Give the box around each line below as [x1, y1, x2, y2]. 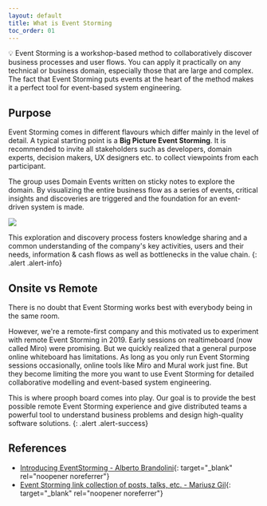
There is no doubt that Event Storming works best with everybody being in [8, 303, 253, 312]
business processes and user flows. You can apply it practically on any [8, 58, 241, 67]
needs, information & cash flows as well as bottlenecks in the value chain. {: [8, 249, 257, 260]
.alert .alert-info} [8, 258, 62, 268]
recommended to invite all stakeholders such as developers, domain [8, 145, 233, 154]
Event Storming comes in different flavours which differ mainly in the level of [8, 127, 259, 137]
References [8, 441, 67, 456]
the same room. [8, 311, 60, 321]
